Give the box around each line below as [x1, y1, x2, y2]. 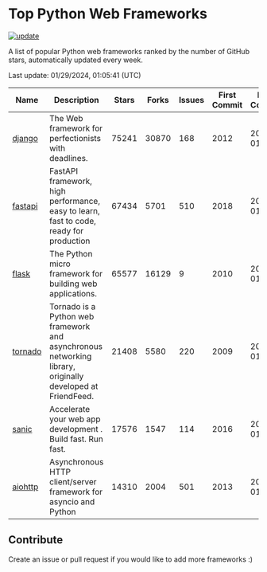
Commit [211, 99, 243, 110]
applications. [48, 288, 98, 299]
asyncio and [48, 496, 95, 507]
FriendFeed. [48, 390, 94, 402]
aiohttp [12, 481, 39, 492]
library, [48, 360, 75, 371]
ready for [48, 225, 84, 236]
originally [48, 370, 84, 382]
